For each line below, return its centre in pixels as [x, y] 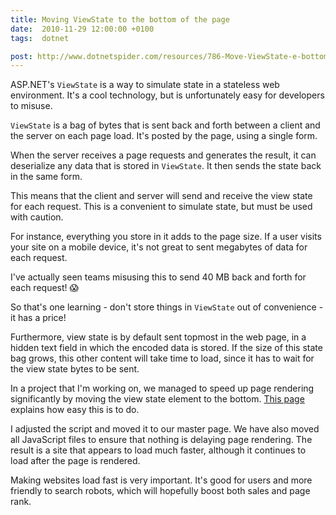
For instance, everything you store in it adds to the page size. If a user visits [166, 237]
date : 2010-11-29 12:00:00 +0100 [82, 29]
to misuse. [31, 106]
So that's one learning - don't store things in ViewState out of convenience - [167, 307]
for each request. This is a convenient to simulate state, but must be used [161, 207]
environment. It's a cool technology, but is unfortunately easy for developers [167, 95]
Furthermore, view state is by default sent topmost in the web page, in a [158, 337]
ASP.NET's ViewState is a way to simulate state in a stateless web [145, 85]
